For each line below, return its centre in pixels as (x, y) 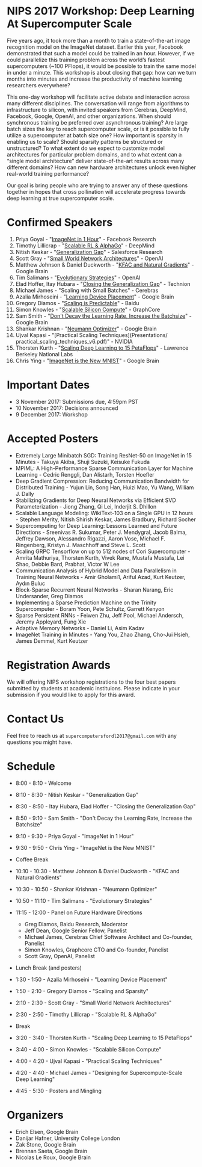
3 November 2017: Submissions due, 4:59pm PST (77, 401)
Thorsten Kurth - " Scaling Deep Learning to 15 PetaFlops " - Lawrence (102, 348)
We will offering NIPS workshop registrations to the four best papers (91, 682)
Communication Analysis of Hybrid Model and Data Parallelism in (96, 571)
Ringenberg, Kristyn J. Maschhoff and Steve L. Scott (81, 545)
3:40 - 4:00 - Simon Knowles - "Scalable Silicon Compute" (88, 1049)
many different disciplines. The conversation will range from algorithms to (98, 103)
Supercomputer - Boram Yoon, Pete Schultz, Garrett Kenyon (90, 608)
